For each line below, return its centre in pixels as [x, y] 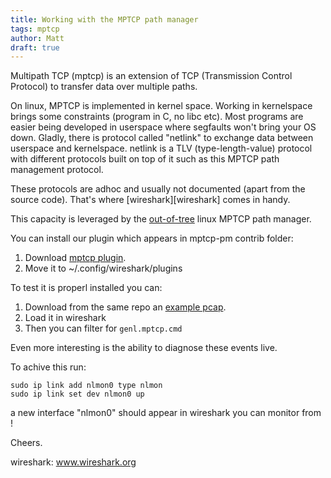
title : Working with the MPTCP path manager [104, 19]
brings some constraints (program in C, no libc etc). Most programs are [157, 117]
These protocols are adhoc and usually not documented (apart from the [158, 189]
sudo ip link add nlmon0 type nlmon [86, 386]
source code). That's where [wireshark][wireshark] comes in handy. [150, 200]
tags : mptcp [35, 29]
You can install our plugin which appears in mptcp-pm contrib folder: [152, 238]
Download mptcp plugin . [75, 258]
